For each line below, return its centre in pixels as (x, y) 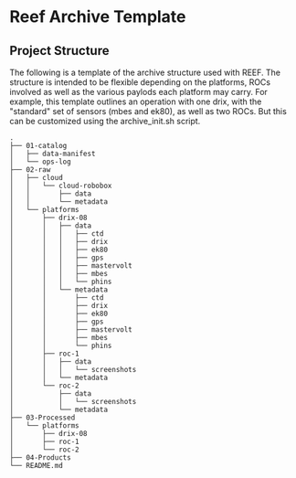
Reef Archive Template (98, 17)
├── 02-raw (30, 170)
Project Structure (59, 51)
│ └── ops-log (40, 162)
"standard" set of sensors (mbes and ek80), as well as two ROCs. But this (148, 111)
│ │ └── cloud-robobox (61, 186)
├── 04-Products (40, 458)
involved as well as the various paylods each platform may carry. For (138, 92)
